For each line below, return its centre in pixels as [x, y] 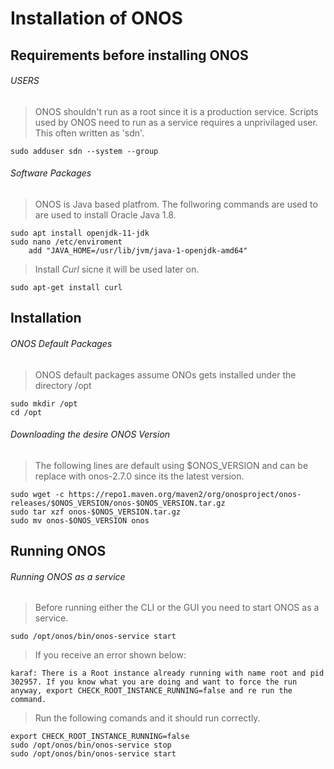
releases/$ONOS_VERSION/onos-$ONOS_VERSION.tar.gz [118, 503]
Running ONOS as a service [68, 576]
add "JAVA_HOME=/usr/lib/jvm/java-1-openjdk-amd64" [138, 250]
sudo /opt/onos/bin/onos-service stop [91, 745]
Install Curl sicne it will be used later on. [117, 269]
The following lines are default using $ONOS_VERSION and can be [171, 465]
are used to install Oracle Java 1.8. [105, 214]
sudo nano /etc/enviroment [66, 242]
